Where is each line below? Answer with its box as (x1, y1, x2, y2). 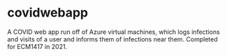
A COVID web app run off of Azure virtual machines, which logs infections (7, 28, 220, 36)
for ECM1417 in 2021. (7, 42, 68, 50)
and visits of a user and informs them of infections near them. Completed (7, 35, 218, 43)
